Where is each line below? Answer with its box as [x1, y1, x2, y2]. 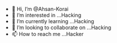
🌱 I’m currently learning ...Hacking [11, 18, 95, 24]
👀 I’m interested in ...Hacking [11, 12, 82, 19]
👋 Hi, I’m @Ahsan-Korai [11, 6, 69, 12]
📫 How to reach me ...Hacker [11, 31, 84, 37]
